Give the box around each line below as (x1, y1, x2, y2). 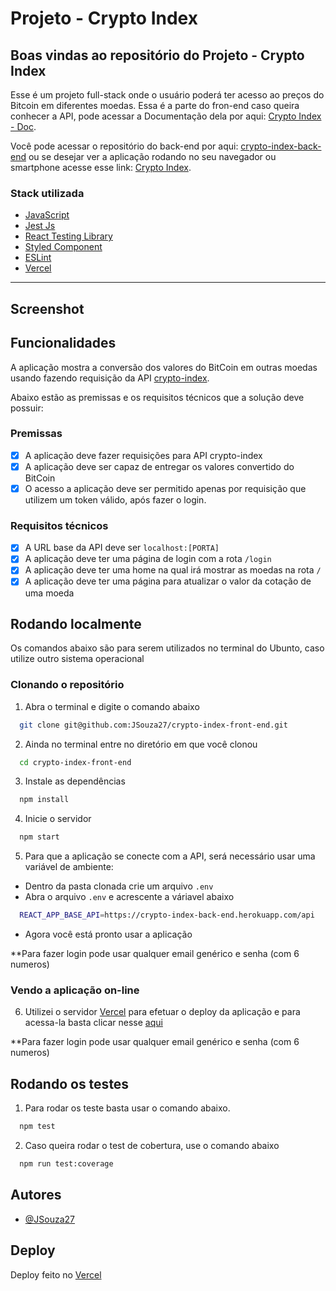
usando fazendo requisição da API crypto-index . (10, 372, 210, 384)
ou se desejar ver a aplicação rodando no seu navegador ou (28, 151, 277, 162)
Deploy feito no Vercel (10, 1268, 102, 1281)
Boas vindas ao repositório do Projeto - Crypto (10, 47, 305, 64)
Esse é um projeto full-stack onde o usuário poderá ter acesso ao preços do (10, 89, 325, 101)
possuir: (10, 402, 44, 414)
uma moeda (24, 587, 75, 599)
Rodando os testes (10, 1075, 130, 1092)
